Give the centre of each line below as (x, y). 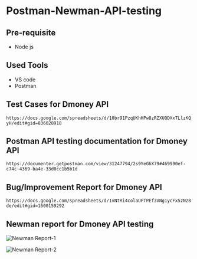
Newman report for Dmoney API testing (80, 224)
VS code (25, 79)
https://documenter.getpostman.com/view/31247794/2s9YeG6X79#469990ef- (96, 164)
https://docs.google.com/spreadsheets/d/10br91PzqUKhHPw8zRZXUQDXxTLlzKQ (99, 118)
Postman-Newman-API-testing (84, 11)
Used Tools (27, 65)
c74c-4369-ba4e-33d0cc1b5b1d (42, 169)
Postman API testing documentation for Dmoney (97, 141)
